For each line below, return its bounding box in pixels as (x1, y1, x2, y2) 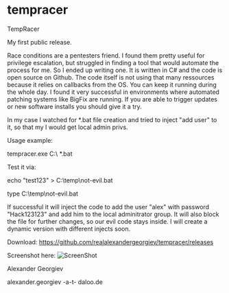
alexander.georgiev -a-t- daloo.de (7, 277, 103, 286)
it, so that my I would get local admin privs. (7, 123, 128, 131)
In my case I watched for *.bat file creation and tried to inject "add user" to (7, 115, 217, 124)
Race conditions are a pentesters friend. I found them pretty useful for (7, 51, 205, 60)
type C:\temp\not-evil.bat (7, 189, 79, 198)
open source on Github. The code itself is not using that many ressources (7, 73, 215, 81)
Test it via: (7, 163, 36, 171)
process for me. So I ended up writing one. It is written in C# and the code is (7, 66, 223, 74)
